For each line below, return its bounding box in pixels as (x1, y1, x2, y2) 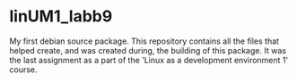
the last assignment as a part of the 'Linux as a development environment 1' (9, 54, 289, 65)
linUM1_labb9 (9, 6, 113, 27)
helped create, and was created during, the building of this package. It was (9, 45, 287, 55)
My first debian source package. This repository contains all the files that (9, 36, 280, 46)
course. (9, 64, 38, 75)
